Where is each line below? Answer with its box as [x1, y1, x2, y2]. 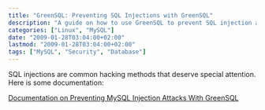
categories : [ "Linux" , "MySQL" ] [8, 26, 114, 34]
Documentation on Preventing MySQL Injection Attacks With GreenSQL [8, 93, 239, 102]
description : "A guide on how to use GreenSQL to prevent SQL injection [8, 19, 252, 27]
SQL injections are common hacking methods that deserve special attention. [8, 70, 256, 79]
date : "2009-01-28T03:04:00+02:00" [8, 33, 125, 42]
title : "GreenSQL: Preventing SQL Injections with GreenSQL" [8, 11, 214, 20]
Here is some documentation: [8, 78, 104, 87]
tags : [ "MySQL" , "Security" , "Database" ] [8, 48, 147, 56]
